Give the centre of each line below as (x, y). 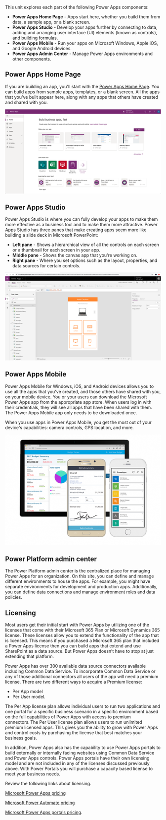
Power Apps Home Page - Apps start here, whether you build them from (86, 17)
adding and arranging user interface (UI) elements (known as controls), (85, 32)
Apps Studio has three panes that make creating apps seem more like (76, 230)
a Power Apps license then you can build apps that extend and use (73, 646)
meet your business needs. (33, 774)
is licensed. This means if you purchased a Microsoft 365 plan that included (82, 641)
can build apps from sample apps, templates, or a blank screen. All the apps (82, 92)
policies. (14, 597)
